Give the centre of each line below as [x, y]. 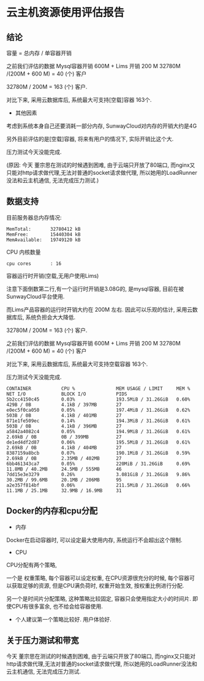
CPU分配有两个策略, [32, 564]
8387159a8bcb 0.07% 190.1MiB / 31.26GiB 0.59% [98, 453]
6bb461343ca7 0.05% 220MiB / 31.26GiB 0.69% [98, 464]
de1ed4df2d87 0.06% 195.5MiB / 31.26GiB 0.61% [98, 442]
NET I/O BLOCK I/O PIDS [67, 394]
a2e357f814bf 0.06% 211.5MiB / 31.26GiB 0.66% [98, 485]
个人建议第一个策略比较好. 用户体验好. [63, 619]
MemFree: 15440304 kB [43, 234]
